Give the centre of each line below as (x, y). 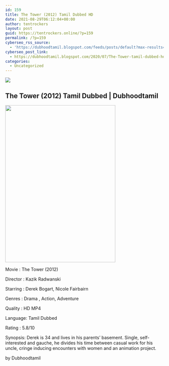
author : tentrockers (27, 24)
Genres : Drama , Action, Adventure (42, 298)
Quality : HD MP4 (23, 308)
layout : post (19, 29)
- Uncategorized (27, 66)
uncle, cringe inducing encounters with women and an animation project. (81, 348)
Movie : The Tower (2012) (32, 269)
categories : (18, 61)
